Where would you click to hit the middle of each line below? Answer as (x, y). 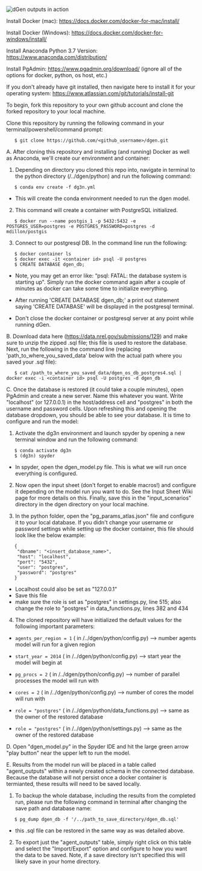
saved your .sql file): (32, 362)
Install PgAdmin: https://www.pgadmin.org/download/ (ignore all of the (94, 69)
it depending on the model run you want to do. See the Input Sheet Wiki (104, 492)
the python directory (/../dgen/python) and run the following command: (103, 176)
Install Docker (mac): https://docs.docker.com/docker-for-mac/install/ (93, 21)
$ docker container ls (43, 254)
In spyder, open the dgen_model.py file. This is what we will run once (101, 467)
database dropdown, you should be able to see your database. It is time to (99, 415)
